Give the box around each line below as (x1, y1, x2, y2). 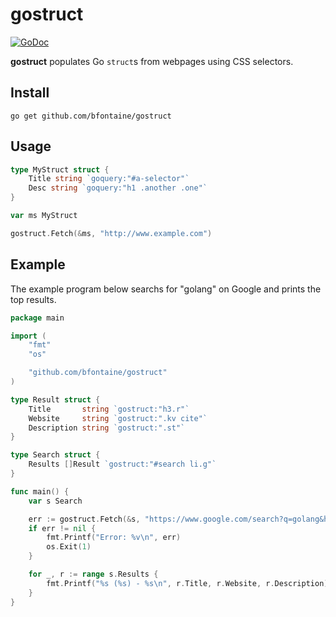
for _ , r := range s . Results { (28, 569, 159, 579)
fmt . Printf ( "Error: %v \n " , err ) (46, 533, 182, 543)
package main (10, 313, 65, 323)
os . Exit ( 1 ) (46, 542, 92, 552)
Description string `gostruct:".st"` (28, 423, 186, 433)
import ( (10, 331, 47, 341)
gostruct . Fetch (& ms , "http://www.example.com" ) (10, 228, 213, 238)
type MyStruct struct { (10, 164, 110, 175)
